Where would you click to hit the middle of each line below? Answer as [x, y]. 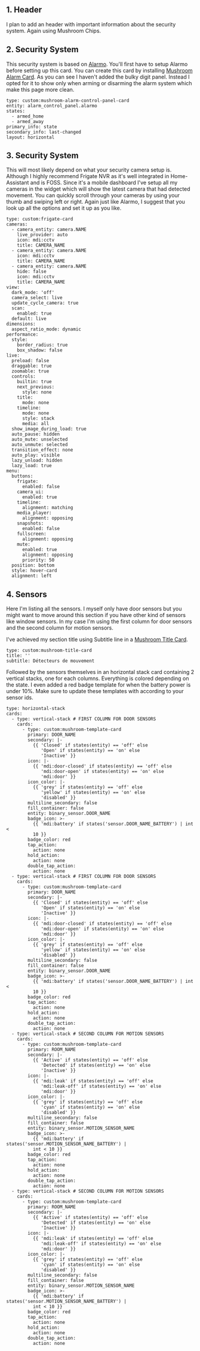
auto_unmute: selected [40, 445]
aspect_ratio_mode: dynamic [47, 329]
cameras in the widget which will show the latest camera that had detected [98, 189]
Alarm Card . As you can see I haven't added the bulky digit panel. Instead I [98, 77]
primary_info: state [32, 127]
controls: [24, 377]
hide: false [32, 272]
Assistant [18, 183]
